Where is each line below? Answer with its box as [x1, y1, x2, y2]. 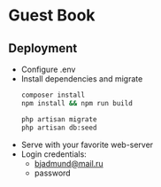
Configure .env [20, 64, 76, 74]
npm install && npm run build [20, 98, 134, 107]
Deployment [8, 41, 78, 56]
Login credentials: [20, 148, 88, 160]
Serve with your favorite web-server [20, 139, 154, 150]
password [34, 168, 72, 178]
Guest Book [8, 5, 96, 26]
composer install [20, 90, 86, 99]
